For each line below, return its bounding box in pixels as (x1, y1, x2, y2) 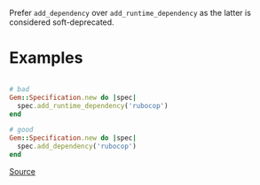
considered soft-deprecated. (9, 17, 114, 27)
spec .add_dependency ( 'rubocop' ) (17, 142, 138, 151)
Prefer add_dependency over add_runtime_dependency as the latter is (9, 8, 251, 18)
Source (9, 166, 35, 176)
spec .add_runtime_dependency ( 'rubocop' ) (17, 101, 169, 110)
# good (9, 126, 34, 135)
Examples (9, 48, 83, 68)
